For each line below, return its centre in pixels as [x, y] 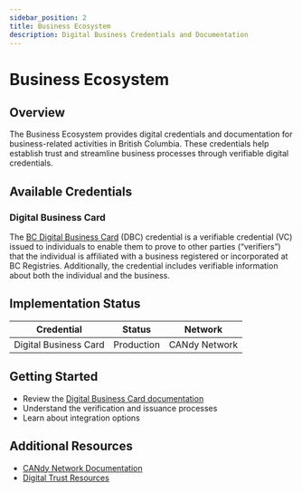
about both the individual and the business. [90, 276]
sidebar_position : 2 [48, 18]
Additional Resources [71, 446]
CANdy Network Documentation [82, 468]
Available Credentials [71, 191]
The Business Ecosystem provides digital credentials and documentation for [151, 134]
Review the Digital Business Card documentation [113, 398]
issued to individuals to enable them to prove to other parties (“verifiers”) [146, 247]
